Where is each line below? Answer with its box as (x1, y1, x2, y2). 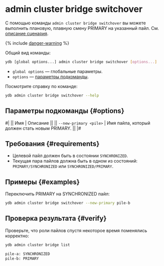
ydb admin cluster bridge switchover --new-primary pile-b (5, 200, 131, 206)
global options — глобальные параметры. (12, 68, 103, 74)
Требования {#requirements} (5, 139, 100, 148)
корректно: (5, 233, 29, 239)
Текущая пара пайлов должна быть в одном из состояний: (12, 158, 138, 164)
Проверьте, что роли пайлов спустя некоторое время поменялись (5, 227, 148, 233)
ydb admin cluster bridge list (5, 242, 70, 247)
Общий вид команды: (5, 50, 51, 56)
